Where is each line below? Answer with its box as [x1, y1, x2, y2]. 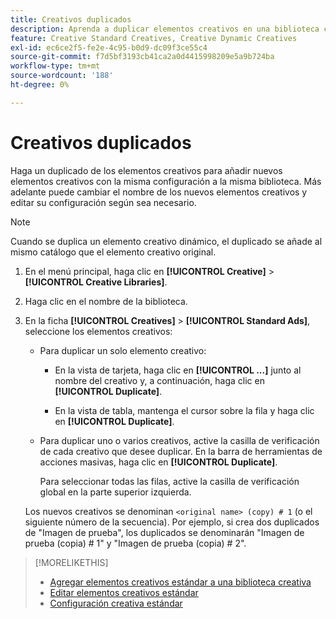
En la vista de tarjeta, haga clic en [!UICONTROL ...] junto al [54, 364, 302, 376]
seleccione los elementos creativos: [24, 325, 173, 337]
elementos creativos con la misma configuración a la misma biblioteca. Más [10, 175, 322, 187]
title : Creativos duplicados [10, 14, 132, 25]
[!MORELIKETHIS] [34, 556, 109, 568]
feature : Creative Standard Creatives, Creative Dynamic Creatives [10, 33, 298, 43]
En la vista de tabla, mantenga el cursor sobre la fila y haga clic [54, 404, 315, 416]
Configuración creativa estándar [49, 597, 183, 609]
